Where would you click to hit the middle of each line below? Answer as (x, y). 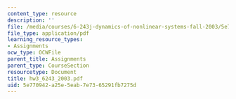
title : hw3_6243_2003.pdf (45, 78)
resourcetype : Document (42, 72)
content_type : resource (42, 14)
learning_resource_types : (45, 40)
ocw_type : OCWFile (34, 53)
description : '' (31, 20)
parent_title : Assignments (47, 59)
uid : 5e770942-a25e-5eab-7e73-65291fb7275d (72, 85)
